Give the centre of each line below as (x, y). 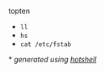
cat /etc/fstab (46, 44)
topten (19, 11)
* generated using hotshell (52, 59)
